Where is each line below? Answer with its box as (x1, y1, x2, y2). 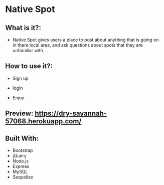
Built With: (5, 134, 39, 142)
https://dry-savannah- (35, 109, 107, 118)
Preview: (5, 109, 34, 118)
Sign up (12, 75, 29, 81)
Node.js (12, 158, 29, 164)
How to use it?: (5, 62, 53, 71)
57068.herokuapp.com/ (5, 117, 82, 126)
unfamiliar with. (12, 48, 45, 53)
